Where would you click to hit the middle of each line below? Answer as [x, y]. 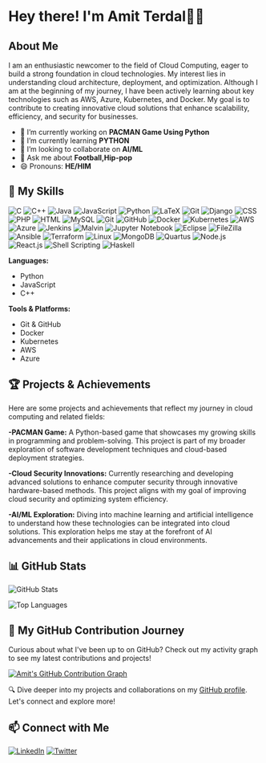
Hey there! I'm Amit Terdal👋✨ [107, 16]
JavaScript [38, 284]
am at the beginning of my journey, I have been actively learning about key [131, 91]
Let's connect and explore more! [62, 701]
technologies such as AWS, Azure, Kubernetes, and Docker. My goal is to [129, 99]
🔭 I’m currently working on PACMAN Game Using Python [115, 132]
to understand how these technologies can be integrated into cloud [119, 523]
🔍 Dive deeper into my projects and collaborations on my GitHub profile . [128, 690]
